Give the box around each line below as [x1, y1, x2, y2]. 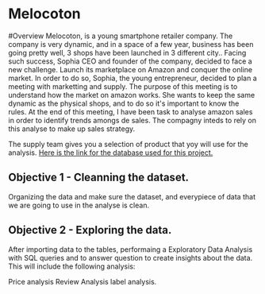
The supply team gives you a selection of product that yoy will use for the [8, 139, 248, 149]
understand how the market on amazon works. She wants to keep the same [8, 90, 255, 99]
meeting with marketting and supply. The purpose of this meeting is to [8, 81, 238, 91]
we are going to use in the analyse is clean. [8, 200, 149, 210]
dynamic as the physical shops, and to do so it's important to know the [8, 99, 240, 108]
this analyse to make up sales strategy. [8, 124, 136, 133]
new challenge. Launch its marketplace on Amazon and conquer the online [8, 64, 252, 74]
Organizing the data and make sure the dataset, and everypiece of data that [8, 191, 256, 201]
